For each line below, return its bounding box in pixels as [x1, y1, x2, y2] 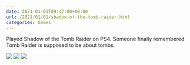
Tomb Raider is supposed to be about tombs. [6, 42, 115, 49]
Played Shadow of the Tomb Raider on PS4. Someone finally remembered [6, 36, 185, 43]
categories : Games [6, 19, 51, 25]
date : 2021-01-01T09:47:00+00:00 [6, 8, 88, 15]
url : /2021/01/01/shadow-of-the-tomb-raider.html [6, 14, 131, 20]
